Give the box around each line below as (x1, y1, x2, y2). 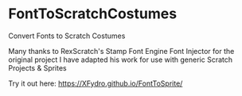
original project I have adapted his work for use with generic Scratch (8, 55, 233, 64)
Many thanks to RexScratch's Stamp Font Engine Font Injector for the (8, 46, 235, 56)
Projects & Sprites (8, 63, 67, 72)
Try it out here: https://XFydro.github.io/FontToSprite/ (8, 79, 183, 88)
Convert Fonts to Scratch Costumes (8, 31, 126, 40)
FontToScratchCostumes (8, 5, 178, 23)
